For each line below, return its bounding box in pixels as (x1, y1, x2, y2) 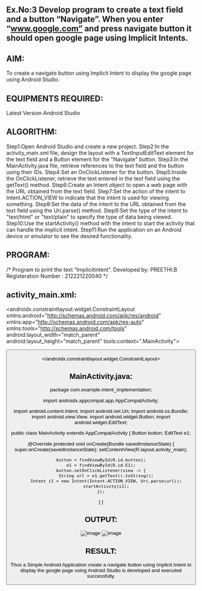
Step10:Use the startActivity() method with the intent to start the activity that (6, 219, 195, 227)
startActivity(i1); (83, 483, 130, 490)
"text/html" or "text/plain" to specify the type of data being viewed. (6, 213, 173, 220)
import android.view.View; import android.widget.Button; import (31, 414, 171, 421)
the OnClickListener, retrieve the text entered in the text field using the (6, 175, 180, 182)
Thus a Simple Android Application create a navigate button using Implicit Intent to (10, 561, 192, 568)
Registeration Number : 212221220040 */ (6, 272, 108, 280)
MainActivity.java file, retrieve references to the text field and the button (6, 162, 185, 169)
